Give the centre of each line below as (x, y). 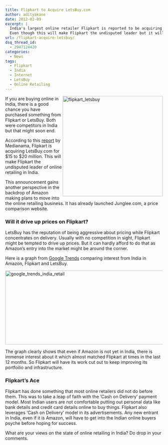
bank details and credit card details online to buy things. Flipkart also (76, 407)
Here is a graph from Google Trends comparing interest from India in (76, 258)
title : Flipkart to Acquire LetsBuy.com (48, 10)
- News (16, 56)
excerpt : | (16, 24)
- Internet (21, 75)
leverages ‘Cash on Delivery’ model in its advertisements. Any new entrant (82, 413)
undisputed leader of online (33, 167)
